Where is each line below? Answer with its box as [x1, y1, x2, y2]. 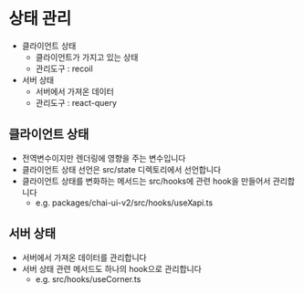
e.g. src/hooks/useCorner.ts [35, 273, 142, 284]
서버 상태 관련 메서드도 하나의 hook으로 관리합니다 [21, 263, 202, 274]
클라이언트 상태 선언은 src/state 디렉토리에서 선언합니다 [21, 163, 221, 174]
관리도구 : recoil [35, 63, 93, 74]
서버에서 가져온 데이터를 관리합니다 [21, 252, 147, 263]
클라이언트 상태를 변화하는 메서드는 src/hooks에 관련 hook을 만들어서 [21, 175, 271, 186]
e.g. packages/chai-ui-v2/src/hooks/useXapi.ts [35, 197, 214, 208]
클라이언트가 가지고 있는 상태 [35, 51, 139, 62]
